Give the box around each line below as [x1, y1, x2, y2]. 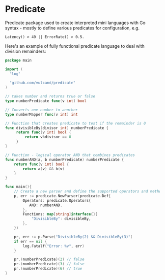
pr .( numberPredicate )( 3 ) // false [14, 262, 84, 267]
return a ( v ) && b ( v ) [23, 166, 65, 171]
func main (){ [5, 185, 32, 189]
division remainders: [5, 48, 47, 54]
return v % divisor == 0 [25, 134, 71, 140]
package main [5, 58, 32, 62]
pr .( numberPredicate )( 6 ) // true [14, 266, 82, 271]
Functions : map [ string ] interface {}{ [23, 212, 98, 217]
